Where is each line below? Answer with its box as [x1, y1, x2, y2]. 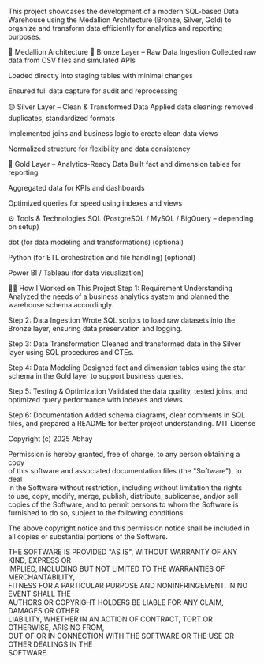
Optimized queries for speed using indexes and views [8, 198, 183, 208]
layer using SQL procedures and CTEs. [8, 348, 134, 357]
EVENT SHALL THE [8, 589, 71, 598]
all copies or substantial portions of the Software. [8, 532, 168, 541]
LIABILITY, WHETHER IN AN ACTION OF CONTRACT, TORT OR [8, 614, 213, 624]
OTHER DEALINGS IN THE [8, 639, 93, 649]
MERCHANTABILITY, [8, 572, 76, 582]
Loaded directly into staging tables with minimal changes [8, 71, 193, 80]
